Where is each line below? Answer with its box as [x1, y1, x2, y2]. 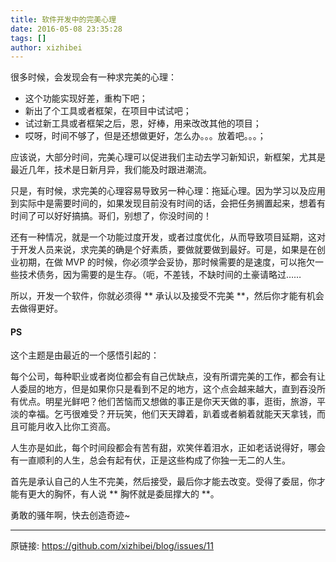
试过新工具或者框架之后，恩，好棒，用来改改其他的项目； [24, 117, 262, 130]
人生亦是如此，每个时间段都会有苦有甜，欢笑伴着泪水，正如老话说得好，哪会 [10, 442, 326, 454]
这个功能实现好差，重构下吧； [24, 92, 148, 105]
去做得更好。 [10, 302, 63, 315]
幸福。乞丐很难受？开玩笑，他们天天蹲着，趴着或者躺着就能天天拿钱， [27, 408, 317, 420]
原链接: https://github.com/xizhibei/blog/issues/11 [10, 540, 214, 552]
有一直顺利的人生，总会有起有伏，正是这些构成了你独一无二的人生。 [10, 454, 291, 466]
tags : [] [10, 33, 47, 43]
